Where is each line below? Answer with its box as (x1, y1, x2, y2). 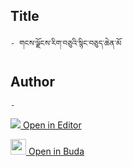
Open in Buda (28, 145, 85, 157)
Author (10, 74, 55, 91)
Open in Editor (22, 119, 82, 131)
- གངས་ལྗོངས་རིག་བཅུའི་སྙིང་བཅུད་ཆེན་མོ (10, 38, 122, 48)
